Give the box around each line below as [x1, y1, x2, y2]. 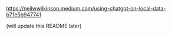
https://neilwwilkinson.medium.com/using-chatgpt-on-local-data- [6, 5, 166, 12]
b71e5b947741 [6, 11, 41, 18]
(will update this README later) [6, 23, 82, 29]
